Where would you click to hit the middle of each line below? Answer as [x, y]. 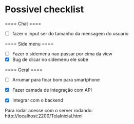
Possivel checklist [44, 9]
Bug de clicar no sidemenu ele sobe [50, 59]
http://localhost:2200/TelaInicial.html [44, 116]
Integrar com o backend [38, 100]
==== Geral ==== [24, 70]
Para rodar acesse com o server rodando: [49, 111]
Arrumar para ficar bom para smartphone [56, 80]
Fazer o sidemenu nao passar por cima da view [62, 54]
